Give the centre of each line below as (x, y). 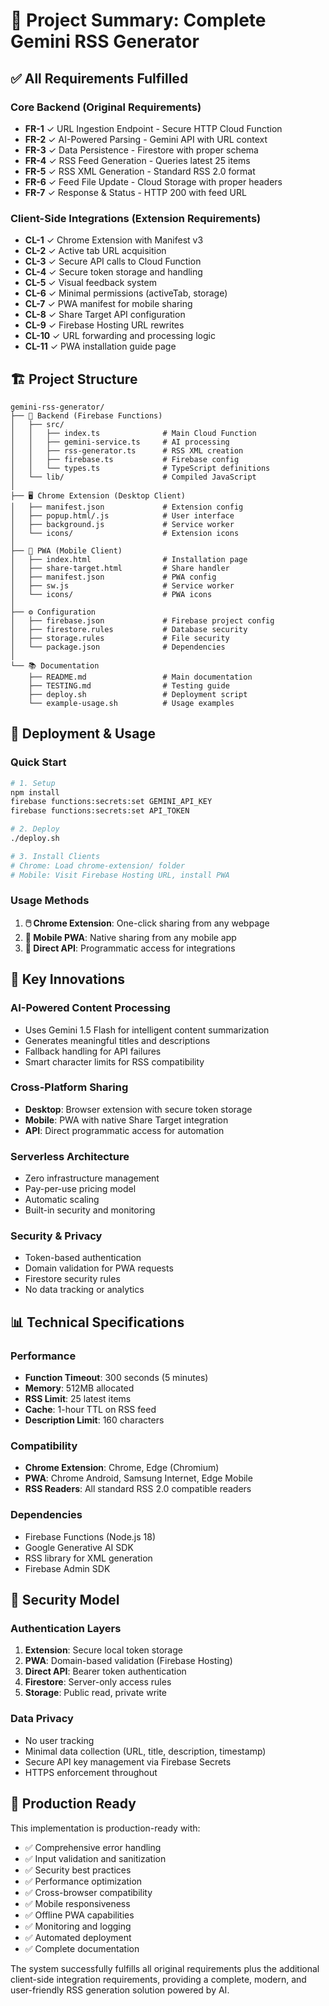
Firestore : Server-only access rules (98, 1682)
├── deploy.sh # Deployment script (138, 694)
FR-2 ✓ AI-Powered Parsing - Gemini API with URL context (146, 139)
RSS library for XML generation (88, 1558)
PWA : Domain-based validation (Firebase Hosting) (128, 1661)
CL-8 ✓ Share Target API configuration (105, 315)
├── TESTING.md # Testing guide (129, 685)
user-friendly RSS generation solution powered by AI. (120, 1990)
